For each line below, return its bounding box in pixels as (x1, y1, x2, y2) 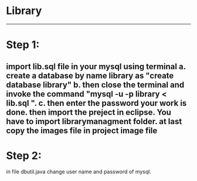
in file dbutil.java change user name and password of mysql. (6, 168, 151, 175)
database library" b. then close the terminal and (6, 80, 185, 90)
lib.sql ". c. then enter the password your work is (6, 98, 187, 108)
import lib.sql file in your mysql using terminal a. (6, 62, 186, 71)
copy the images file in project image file (6, 125, 158, 135)
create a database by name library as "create (6, 70, 174, 80)
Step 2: (6, 149, 42, 162)
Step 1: (6, 38, 40, 52)
